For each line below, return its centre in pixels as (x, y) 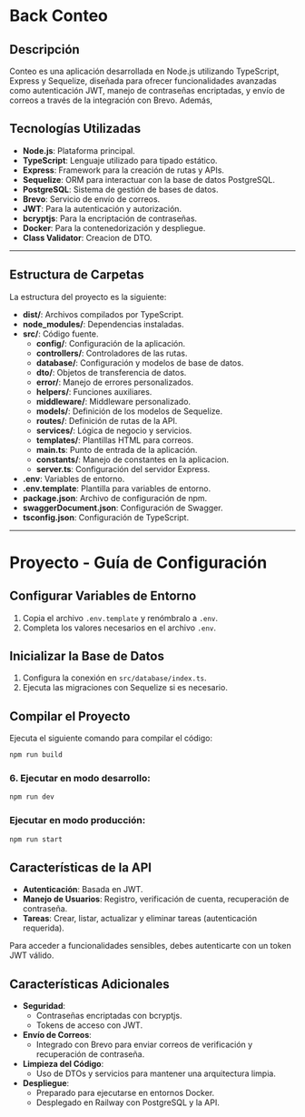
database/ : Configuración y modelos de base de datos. (140, 362)
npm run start (36, 839)
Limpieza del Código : (63, 1064)
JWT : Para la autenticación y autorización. (102, 208)
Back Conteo (59, 16)
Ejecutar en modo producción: (78, 820)
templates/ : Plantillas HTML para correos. (114, 440)
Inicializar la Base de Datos (87, 656)
